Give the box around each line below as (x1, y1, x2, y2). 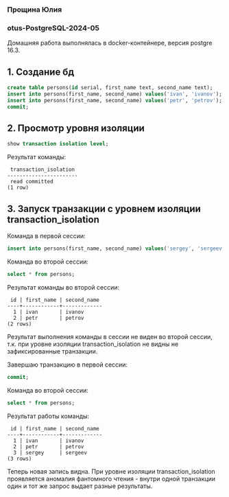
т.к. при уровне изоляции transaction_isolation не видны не (7, 340, 179, 348)
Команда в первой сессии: (7, 232, 86, 240)
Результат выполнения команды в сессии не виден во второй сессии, (7, 332, 213, 340)
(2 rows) (7, 321, 32, 327)
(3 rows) (7, 455, 32, 462)
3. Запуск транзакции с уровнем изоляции (7, 203, 201, 214)
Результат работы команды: (7, 412, 90, 420)
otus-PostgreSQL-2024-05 (7, 23, 100, 32)
